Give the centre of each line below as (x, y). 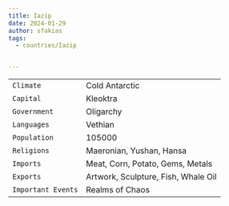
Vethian (100, 125)
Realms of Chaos (118, 190)
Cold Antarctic (112, 86)
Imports (27, 164)
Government (33, 112)
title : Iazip (30, 16)
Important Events (45, 190)
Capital (27, 99)
